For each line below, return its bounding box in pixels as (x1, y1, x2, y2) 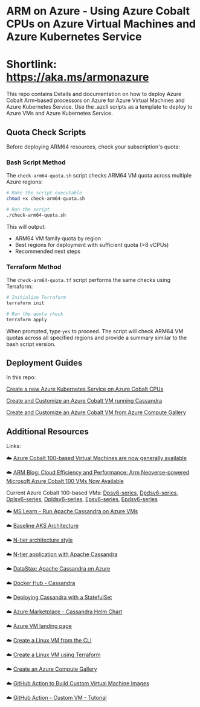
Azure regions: (6, 178, 44, 185)
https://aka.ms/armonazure (6, 71, 149, 84)
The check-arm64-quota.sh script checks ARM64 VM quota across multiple (6, 172, 192, 179)
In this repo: (6, 374, 36, 381)
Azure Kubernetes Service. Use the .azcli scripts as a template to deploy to (6, 103, 193, 110)
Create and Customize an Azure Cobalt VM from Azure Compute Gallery (6, 409, 186, 416)
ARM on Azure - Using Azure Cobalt (6, 4, 190, 18)
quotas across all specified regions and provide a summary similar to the (6, 334, 187, 341)
